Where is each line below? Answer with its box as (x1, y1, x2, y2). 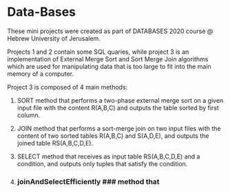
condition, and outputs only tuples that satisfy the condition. (17, 159, 188, 167)
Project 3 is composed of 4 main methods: (7, 83, 128, 91)
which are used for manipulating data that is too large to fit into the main (7, 62, 211, 70)
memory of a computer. (7, 70, 74, 78)
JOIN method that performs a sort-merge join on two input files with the (17, 124, 222, 132)
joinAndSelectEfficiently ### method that (17, 176, 160, 186)
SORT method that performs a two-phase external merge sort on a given (17, 96, 224, 104)
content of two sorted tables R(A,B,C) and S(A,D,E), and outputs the (17, 132, 209, 140)
